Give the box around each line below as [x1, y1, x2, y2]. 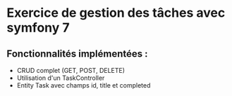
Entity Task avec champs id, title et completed [16, 81, 151, 89]
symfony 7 [6, 20, 70, 36]
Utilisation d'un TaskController [16, 74, 105, 82]
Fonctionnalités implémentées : [6, 48, 149, 60]
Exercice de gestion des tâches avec [6, 5, 226, 21]
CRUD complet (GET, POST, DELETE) [16, 67, 125, 74]
